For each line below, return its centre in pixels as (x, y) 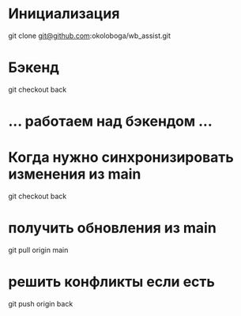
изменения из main (75, 174)
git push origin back (41, 303)
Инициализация (64, 14)
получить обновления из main (113, 228)
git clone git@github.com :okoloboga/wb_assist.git (90, 36)
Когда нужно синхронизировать (121, 158)
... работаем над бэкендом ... (111, 121)
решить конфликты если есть (112, 282)
